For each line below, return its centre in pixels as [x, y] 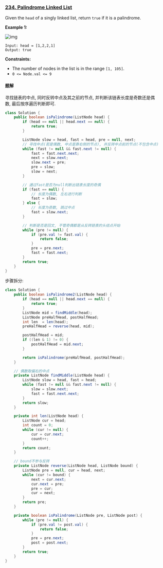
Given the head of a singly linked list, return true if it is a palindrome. [73, 18]
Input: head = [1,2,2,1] [30, 46]
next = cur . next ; [49, 479]
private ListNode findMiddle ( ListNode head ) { [62, 376]
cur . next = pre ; [47, 484]
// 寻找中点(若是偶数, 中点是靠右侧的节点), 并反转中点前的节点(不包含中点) [91, 144]
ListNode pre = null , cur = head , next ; [64, 470]
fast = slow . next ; [50, 212]
